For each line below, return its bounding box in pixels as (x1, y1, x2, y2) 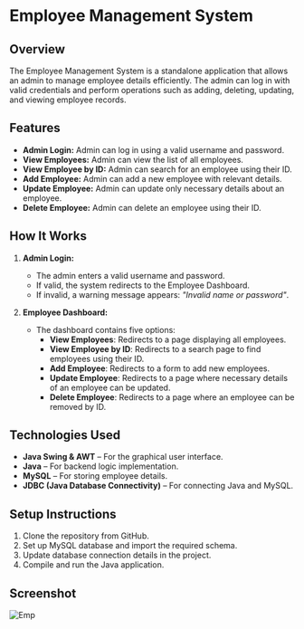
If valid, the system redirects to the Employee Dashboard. (35, 280, 251, 291)
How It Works (9, 228, 88, 244)
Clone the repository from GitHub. (22, 530, 149, 541)
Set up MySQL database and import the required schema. (22, 540, 238, 551)
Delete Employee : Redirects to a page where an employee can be (49, 391, 295, 403)
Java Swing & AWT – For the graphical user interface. (22, 452, 223, 462)
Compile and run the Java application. (22, 559, 165, 570)
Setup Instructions (9, 506, 117, 521)
